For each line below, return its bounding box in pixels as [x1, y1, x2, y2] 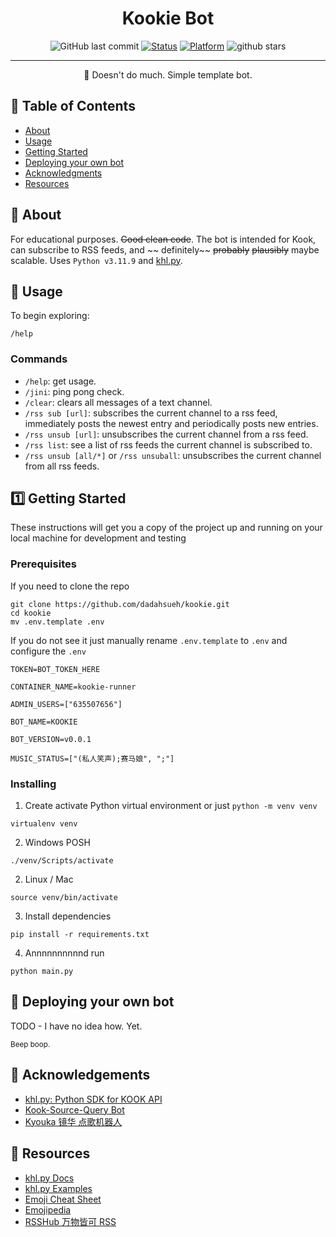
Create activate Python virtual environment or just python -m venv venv [24, 800, 318, 812]
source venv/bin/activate [10, 893, 118, 903]
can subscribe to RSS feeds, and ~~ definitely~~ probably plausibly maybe [10, 243, 320, 256]
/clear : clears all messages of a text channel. [24, 396, 213, 408]
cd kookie [10, 608, 52, 618]
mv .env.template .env [10, 617, 105, 627]
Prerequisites [10, 557, 77, 571]
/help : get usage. [24, 375, 97, 387]
